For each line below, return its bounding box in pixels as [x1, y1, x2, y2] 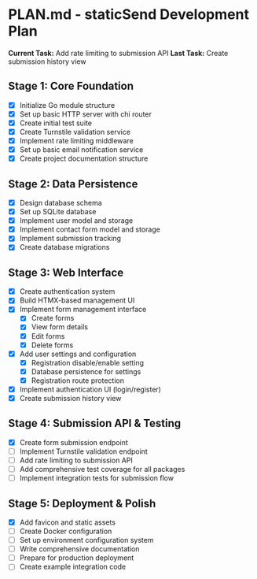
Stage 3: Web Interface [8, 265, 124, 279]
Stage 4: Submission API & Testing [8, 417, 182, 430]
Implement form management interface [19, 305, 147, 314]
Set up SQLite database [19, 207, 97, 217]
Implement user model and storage [19, 216, 134, 225]
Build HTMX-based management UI [19, 295, 135, 305]
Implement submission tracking [19, 234, 122, 243]
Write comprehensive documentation [19, 544, 140, 554]
